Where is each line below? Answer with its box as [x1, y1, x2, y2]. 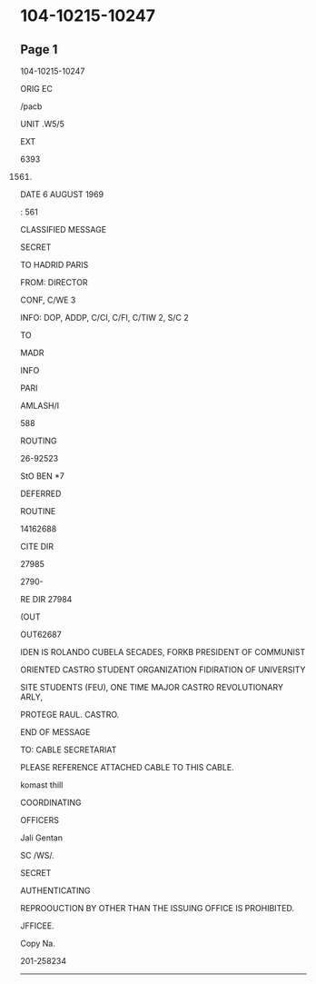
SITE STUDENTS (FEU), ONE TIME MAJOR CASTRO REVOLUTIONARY [20, 682, 283, 692]
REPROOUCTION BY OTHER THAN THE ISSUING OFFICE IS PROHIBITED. [20, 903, 295, 913]
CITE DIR [20, 542, 54, 552]
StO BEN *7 [20, 471, 65, 482]
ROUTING [20, 435, 57, 446]
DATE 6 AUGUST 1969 [20, 189, 104, 200]
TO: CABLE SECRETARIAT [20, 744, 117, 755]
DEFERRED [20, 488, 62, 499]
